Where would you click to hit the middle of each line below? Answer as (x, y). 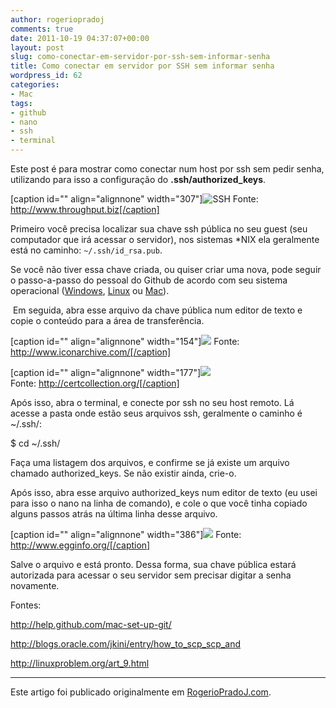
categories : (35, 85)
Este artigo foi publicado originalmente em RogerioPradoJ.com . (141, 692)
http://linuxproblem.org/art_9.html (80, 663)
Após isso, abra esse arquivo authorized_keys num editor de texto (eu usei (164, 492)
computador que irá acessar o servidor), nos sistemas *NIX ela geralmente (165, 239)
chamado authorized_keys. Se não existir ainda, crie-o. (123, 473)
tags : (21, 103)
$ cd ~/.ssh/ (35, 443)
